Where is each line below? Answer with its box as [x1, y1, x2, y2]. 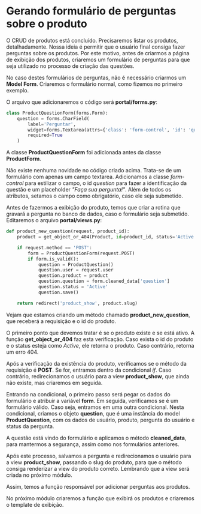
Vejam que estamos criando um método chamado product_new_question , [6, 311, 190, 318]
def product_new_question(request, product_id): [6, 228, 130, 235]
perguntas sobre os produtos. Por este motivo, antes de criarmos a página [6, 49, 190, 56]
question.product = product [38, 273, 109, 279]
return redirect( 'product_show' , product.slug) [17, 300, 138, 306]
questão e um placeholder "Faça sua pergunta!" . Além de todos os [6, 186, 172, 193]
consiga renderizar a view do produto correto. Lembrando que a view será [6, 465, 190, 472]
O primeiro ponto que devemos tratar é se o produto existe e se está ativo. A [6, 329, 195, 336]
